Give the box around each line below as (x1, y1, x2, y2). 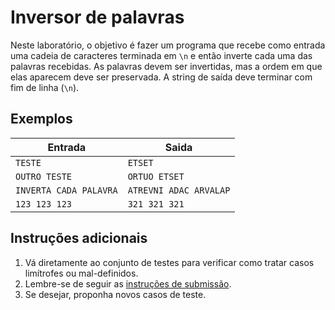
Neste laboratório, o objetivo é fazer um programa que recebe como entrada (10, 39, 326, 51)
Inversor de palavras (10, 6, 185, 29)
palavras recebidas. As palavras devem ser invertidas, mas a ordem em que (10, 60, 323, 72)
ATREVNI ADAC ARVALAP (127, 184, 231, 196)
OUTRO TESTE (15, 171, 73, 182)
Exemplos (10, 111, 73, 128)
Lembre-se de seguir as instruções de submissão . (24, 277, 232, 290)
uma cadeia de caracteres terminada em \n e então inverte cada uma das (10, 49, 313, 61)
